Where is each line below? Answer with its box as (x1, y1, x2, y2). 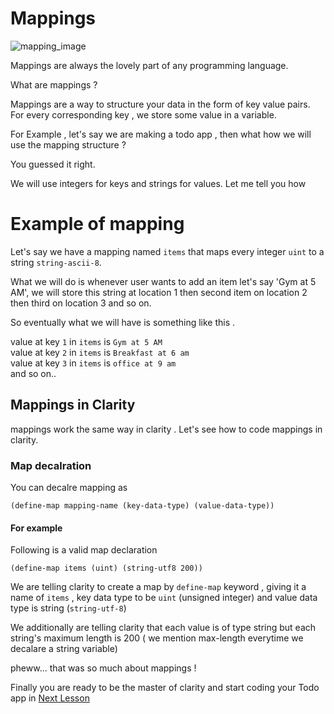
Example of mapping (10, 213, 185, 236)
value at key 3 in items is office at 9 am (10, 357, 177, 369)
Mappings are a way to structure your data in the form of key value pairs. (10, 98, 311, 110)
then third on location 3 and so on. (10, 297, 152, 309)
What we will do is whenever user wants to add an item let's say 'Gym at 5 (10, 275, 317, 287)
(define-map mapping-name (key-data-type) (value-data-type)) (10, 500, 275, 511)
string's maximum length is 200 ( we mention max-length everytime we (10, 632, 304, 644)
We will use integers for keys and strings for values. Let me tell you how (10, 177, 307, 189)
